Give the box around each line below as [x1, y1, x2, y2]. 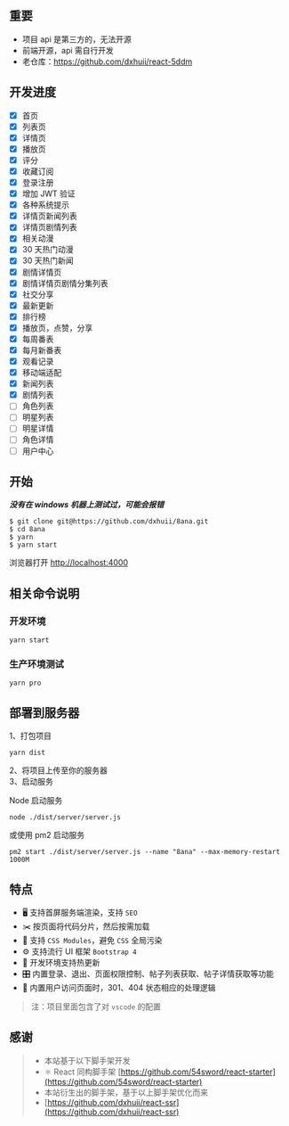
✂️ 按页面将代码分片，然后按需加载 [21, 921, 150, 932]
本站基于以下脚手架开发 [44, 1055, 131, 1065]
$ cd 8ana [9, 525, 46, 534]
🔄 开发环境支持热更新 [21, 957, 100, 967]
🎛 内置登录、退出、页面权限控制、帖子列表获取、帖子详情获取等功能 [21, 968, 274, 979]
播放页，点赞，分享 [21, 322, 93, 333]
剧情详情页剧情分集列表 [21, 277, 108, 288]
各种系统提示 [21, 200, 69, 210]
